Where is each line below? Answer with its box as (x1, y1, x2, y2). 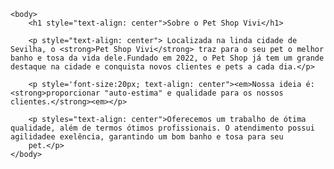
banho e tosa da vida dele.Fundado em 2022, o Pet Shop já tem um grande (10, 53, 325, 63)
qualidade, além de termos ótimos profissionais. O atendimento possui (10, 123, 315, 133)
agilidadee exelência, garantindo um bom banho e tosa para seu (10, 132, 284, 142)
